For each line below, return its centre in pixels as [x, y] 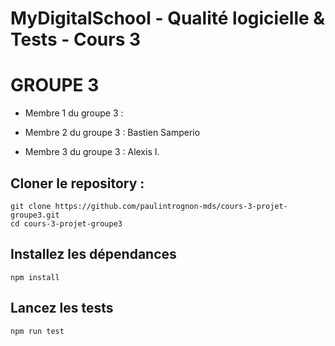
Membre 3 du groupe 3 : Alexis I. [92, 152]
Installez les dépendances [93, 254]
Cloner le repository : [77, 183]
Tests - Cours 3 [76, 39]
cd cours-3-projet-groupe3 [66, 223]
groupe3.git [35, 215]
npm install [35, 277]
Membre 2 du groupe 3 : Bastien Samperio [112, 133]
